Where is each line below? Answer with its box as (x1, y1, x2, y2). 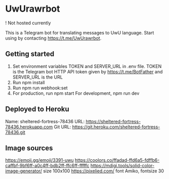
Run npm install (12, 79, 45, 85)
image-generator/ (5, 168, 42, 174)
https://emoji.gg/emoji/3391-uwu (5, 157, 74, 163)
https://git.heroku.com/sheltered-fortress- (72, 124, 160, 130)
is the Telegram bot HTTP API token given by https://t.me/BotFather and (12, 68, 163, 75)
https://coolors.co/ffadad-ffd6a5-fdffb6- (75, 157, 160, 163)
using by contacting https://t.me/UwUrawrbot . (5, 35, 102, 41)
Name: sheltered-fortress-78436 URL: (5, 118, 85, 124)
